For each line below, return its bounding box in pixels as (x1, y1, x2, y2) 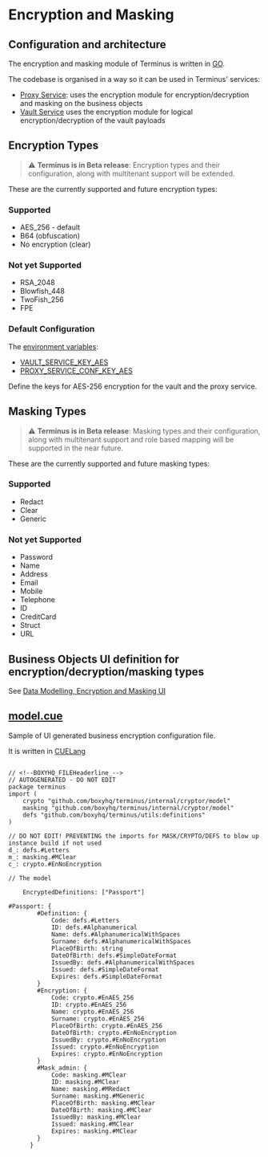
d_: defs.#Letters (8, 845, 70, 854)
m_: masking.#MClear (8, 853, 78, 861)
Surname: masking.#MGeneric (50, 1092, 146, 1100)
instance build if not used (8, 839, 102, 847)
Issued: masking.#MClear (50, 1120, 134, 1128)
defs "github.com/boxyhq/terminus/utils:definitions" (22, 811, 206, 819)
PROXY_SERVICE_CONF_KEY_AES (19, 365, 134, 375)
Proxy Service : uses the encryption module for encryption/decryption (19, 90, 250, 100)
